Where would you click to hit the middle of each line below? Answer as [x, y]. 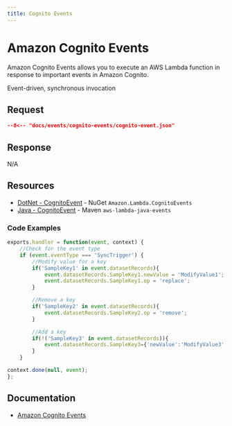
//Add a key [50, 332]
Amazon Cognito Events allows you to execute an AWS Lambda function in [114, 67]
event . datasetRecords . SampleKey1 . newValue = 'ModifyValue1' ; [134, 275]
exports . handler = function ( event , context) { [75, 242]
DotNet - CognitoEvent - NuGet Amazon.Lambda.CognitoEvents [105, 203]
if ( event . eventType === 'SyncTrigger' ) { [82, 255]
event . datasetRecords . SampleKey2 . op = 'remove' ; [116, 313]
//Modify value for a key [70, 262]
